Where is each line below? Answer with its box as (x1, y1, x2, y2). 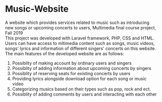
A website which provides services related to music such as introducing (5, 20, 150, 25)
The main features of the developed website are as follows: (5, 50, 124, 57)
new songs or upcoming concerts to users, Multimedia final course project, (5, 24, 156, 30)
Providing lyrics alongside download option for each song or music (12, 76, 147, 82)
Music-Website (5, 3, 69, 15)
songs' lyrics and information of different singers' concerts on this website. (5, 45, 156, 51)
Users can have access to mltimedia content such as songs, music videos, (5, 40, 155, 46)
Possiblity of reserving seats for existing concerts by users (12, 70, 131, 76)
